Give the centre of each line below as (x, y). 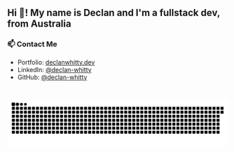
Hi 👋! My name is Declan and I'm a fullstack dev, (114, 13)
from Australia (39, 24)
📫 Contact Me (32, 44)
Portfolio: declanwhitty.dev (56, 62)
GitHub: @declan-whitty (52, 77)
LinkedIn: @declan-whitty (55, 69)
